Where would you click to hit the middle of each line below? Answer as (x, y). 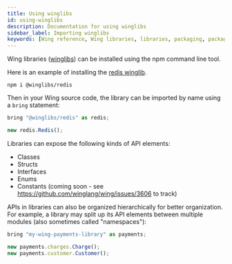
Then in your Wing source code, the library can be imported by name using (114, 98)
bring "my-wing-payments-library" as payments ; (77, 234)
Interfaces (32, 171)
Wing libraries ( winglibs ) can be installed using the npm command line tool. (114, 59)
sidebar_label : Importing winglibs (58, 33)
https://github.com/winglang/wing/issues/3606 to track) (97, 194)
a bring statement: (33, 105)
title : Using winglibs (40, 13)
